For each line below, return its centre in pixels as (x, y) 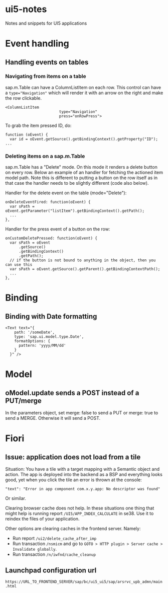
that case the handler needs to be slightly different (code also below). (77, 183)
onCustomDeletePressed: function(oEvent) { (51, 238)
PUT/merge (23, 400)
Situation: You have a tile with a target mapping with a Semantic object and (82, 469)
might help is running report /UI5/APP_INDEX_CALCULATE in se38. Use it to (79, 513)
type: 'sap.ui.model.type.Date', (49, 337)
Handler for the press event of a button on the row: (58, 229)
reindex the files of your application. (42, 519)
